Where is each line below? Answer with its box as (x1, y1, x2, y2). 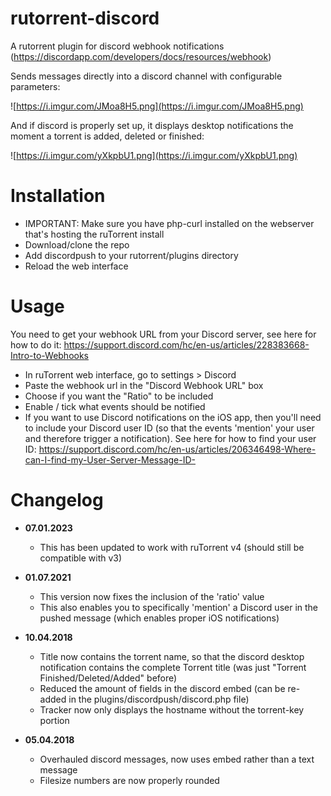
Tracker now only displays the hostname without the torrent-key (39, 703, 305, 716)
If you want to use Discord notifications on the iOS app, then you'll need (24, 411, 322, 423)
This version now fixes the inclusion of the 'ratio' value (39, 590, 265, 602)
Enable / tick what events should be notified (24, 400, 206, 412)
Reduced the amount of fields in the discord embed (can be (39, 682, 286, 694)
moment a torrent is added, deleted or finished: (10, 130, 205, 142)
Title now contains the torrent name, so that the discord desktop (39, 650, 305, 662)
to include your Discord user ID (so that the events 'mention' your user (24, 422, 315, 434)
